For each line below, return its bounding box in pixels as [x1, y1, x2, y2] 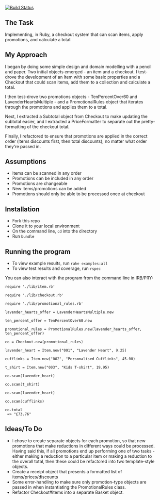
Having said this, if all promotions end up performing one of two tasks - [12, 448, 155, 454]
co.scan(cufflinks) [5, 399, 45, 404]
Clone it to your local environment [12, 223, 80, 229]
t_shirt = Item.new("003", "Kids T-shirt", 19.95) [5, 365, 110, 370]
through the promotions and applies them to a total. [5, 104, 108, 110]
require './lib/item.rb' [5, 284, 55, 289]
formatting [5, 124, 26, 130]
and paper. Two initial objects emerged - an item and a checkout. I [5, 68, 137, 75]
